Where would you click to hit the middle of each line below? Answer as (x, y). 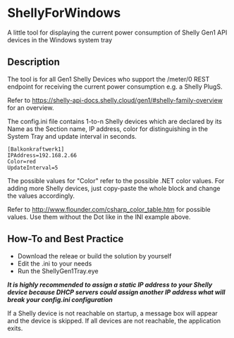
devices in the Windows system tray (60, 39)
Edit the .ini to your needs (55, 263)
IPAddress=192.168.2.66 (42, 155)
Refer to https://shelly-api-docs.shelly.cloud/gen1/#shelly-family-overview (115, 100)
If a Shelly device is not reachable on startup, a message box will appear (113, 313)
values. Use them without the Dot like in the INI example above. (99, 217)
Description (33, 62)
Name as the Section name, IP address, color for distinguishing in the (107, 129)
